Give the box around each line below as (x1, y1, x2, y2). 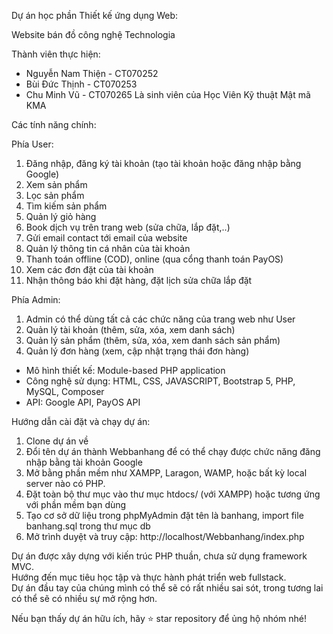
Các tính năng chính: (11, 119, 97, 130)
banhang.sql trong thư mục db (25, 520, 151, 532)
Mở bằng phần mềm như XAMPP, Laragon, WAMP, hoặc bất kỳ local (25, 467, 308, 479)
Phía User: (11, 138, 54, 150)
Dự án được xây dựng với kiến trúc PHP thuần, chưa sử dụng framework (11, 550, 308, 562)
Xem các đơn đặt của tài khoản (25, 264, 154, 275)
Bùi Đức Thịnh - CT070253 (25, 78, 138, 90)
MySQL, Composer (25, 386, 105, 397)
